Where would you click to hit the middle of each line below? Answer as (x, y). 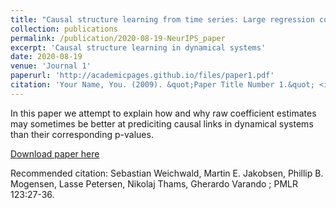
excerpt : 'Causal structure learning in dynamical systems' (138, 47)
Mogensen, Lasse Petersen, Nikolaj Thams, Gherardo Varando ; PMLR (154, 183)
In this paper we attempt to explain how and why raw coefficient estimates (163, 113)
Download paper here (55, 153)
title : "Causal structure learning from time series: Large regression (162, 19)
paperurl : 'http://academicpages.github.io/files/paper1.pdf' (142, 76)
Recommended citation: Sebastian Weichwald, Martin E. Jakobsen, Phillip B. (167, 173)
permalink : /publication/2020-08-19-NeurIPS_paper (118, 38)
